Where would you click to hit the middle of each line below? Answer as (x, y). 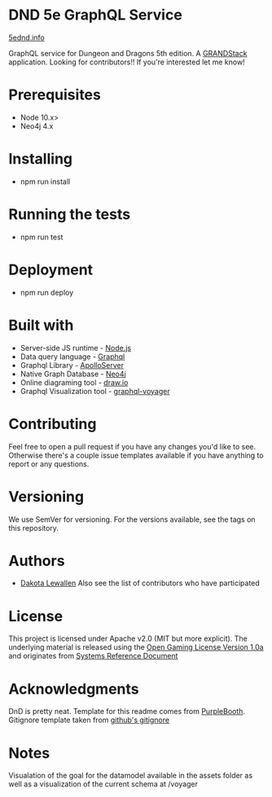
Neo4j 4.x (37, 126)
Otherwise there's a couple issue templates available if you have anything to (136, 455)
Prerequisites (55, 95)
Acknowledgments (74, 689)
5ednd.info (26, 37)
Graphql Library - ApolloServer (72, 365)
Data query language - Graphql (72, 357)
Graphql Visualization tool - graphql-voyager (95, 391)
